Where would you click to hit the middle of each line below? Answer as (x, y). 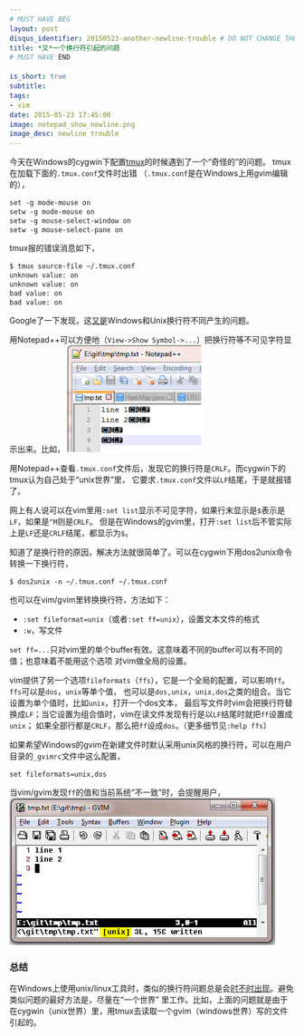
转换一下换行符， (41, 564)
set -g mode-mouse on (50, 203)
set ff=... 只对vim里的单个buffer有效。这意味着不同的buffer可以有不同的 (146, 650)
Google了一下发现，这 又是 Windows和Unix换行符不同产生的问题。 (132, 321)
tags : (19, 95)
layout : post (34, 29)
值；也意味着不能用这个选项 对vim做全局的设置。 (100, 661)
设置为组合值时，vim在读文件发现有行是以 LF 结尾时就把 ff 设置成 (175, 714)
